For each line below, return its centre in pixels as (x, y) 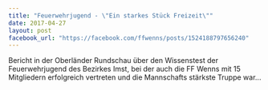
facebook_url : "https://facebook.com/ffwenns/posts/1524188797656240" (129, 38)
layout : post (30, 30)
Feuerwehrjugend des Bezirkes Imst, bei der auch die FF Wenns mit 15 (124, 69)
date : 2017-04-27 (37, 23)
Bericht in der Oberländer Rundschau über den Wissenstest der (114, 61)
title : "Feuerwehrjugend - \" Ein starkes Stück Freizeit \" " (111, 16)
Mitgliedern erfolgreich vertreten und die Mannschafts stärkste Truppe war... (135, 77)
